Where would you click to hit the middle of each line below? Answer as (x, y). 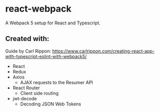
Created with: (27, 39)
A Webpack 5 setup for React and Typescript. (53, 23)
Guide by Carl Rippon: (28, 51)
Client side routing (39, 93)
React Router (26, 88)
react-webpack (38, 9)
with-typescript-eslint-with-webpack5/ (46, 56)
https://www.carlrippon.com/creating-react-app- (103, 51)
